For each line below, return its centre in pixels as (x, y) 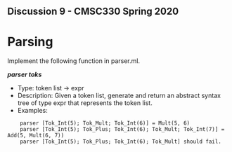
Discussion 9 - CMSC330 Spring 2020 (93, 12)
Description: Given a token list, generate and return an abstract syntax (119, 96)
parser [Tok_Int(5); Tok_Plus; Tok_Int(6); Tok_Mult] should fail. (121, 142)
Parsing (30, 42)
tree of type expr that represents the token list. (85, 103)
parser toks (25, 75)
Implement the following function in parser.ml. (74, 61)
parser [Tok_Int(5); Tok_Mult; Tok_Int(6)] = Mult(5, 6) (105, 123)
